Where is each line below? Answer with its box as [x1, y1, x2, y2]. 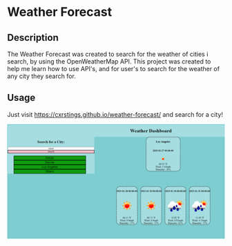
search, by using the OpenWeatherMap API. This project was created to [7, 57, 211, 66]
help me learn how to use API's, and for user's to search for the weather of [7, 65, 220, 73]
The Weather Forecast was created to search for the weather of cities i [7, 50, 209, 58]
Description [7, 32, 59, 44]
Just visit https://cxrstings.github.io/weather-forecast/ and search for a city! [7, 110, 223, 118]
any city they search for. [7, 72, 76, 80]
